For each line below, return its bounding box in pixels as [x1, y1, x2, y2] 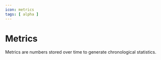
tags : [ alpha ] [5, 12, 39, 17]
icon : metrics [5, 7, 35, 12]
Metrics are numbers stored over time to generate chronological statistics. [5, 49, 157, 55]
